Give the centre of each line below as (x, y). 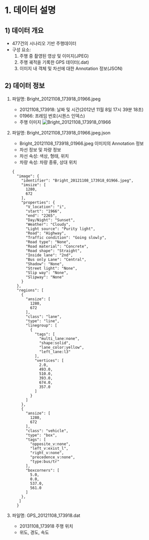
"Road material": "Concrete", (57, 246)
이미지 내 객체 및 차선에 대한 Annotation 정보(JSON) (71, 69)
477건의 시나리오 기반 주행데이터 (44, 43)
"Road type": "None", (48, 242)
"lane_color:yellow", (61, 347)
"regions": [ (30, 290)
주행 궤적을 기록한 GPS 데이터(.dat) (54, 62)
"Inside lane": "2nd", (49, 255)
